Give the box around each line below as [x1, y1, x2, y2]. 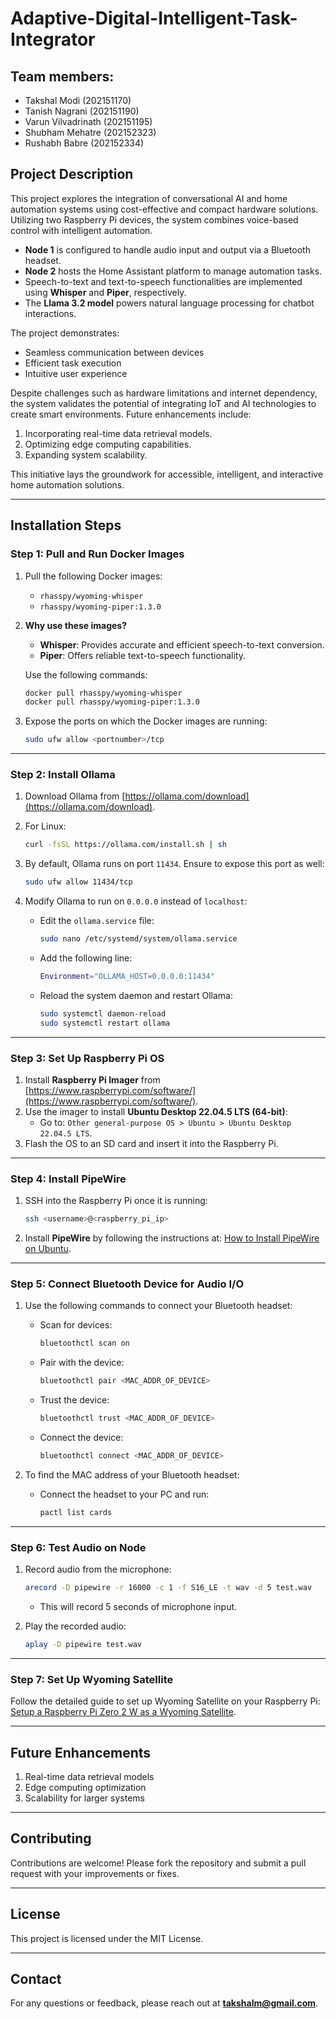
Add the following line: [39, 952, 133, 964]
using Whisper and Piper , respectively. [24, 286, 187, 298]
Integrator [10, 28, 96, 51]
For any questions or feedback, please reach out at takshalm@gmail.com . [10, 1997, 319, 2009]
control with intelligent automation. [10, 224, 153, 236]
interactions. [24, 307, 77, 319]
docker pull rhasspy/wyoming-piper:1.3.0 [24, 697, 200, 707]
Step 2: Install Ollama [10, 768, 116, 782]
